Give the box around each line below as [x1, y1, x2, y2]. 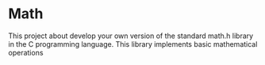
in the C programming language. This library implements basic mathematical [8, 39, 258, 48]
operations [8, 48, 44, 57]
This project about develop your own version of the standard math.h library [8, 31, 254, 40]
